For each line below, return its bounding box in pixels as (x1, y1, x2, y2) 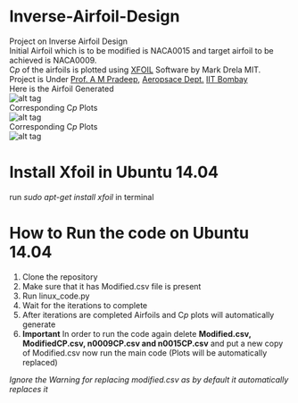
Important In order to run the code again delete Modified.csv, (21, 328, 252, 339)
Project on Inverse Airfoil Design (9, 36, 128, 46)
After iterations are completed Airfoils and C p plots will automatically (21, 309, 275, 320)
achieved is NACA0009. (9, 55, 97, 65)
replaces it (9, 383, 49, 394)
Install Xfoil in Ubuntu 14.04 (9, 163, 219, 182)
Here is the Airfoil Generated (9, 83, 114, 94)
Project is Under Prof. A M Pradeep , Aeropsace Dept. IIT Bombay (9, 73, 248, 84)
